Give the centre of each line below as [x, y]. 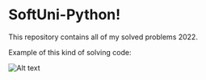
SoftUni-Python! [65, 15]
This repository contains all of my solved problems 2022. [103, 37]
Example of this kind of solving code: [70, 52]
